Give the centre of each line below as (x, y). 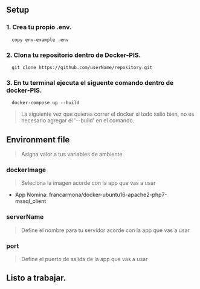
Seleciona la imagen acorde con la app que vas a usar (88, 183)
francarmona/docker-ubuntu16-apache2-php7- (108, 195)
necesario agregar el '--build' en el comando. (78, 121)
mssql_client (31, 201)
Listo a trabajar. (36, 278)
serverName (25, 217)
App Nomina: (31, 195)
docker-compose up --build (46, 103)
